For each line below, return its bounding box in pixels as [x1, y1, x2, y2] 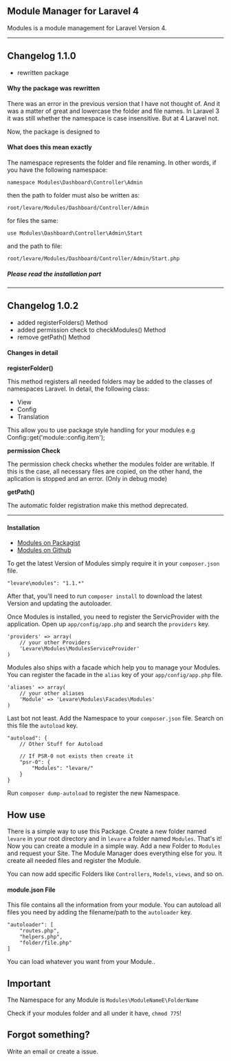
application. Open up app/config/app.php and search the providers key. [7, 620, 210, 628]
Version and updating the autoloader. [7, 599, 112, 608]
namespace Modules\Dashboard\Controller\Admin [7, 179, 143, 186]
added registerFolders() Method [16, 318, 108, 326]
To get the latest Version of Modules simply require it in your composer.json [7, 559, 220, 568]
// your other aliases [19, 690, 85, 697]
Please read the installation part [7, 270, 102, 278]
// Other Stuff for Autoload [19, 741, 103, 748]
